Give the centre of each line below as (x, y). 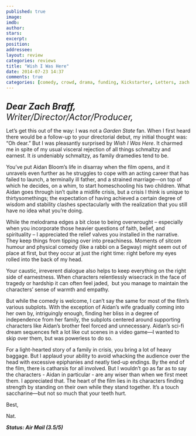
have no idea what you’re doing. (45, 211)
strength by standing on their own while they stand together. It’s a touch (93, 387)
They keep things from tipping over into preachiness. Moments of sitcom (94, 241)
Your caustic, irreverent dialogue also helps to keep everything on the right (96, 271)
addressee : (19, 50)
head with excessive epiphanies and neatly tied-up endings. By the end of (95, 362)
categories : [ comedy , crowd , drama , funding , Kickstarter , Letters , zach (98, 83)
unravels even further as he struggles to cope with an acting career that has (97, 173)
